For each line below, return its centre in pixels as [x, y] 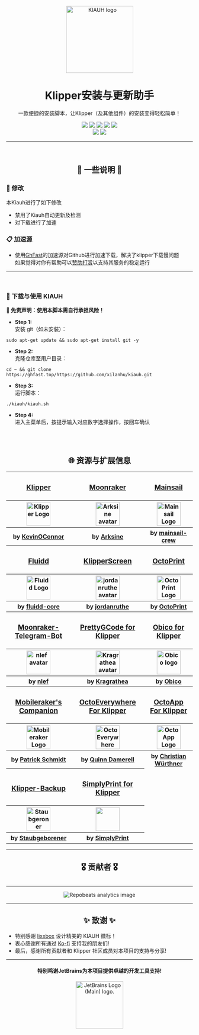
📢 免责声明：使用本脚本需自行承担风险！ [55, 310]
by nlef [39, 681]
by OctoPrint [168, 606]
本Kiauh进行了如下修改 [34, 202]
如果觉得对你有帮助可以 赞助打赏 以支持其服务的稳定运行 [82, 262]
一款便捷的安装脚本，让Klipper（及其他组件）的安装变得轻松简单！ [99, 113]
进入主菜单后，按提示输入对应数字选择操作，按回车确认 [82, 422]
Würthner [169, 763]
